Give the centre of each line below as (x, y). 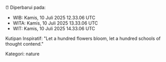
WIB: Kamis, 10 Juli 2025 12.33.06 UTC (54, 18)
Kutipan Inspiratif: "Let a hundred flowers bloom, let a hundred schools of (83, 38)
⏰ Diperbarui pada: (26, 7)
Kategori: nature (22, 54)
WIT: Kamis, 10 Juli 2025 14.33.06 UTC (54, 28)
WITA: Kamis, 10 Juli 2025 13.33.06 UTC (55, 23)
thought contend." (24, 44)
